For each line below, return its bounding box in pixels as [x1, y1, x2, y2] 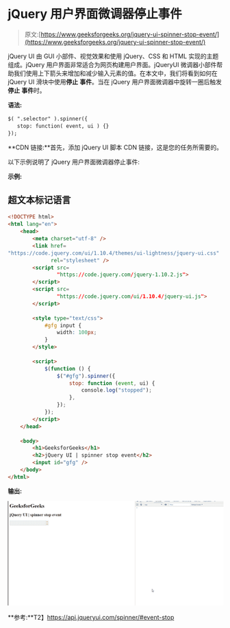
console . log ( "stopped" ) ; [81, 387, 153, 394]
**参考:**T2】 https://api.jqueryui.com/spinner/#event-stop [8, 613, 175, 621]
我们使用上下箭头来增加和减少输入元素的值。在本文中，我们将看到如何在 [13, 69, 218, 77]
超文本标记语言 [8, 194, 71, 205]
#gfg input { [44, 322, 81, 329]
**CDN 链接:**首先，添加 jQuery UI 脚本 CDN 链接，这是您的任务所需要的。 [8, 143, 223, 151]
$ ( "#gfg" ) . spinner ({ [56, 373, 116, 379]
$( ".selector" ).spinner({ [8, 115, 88, 122]
